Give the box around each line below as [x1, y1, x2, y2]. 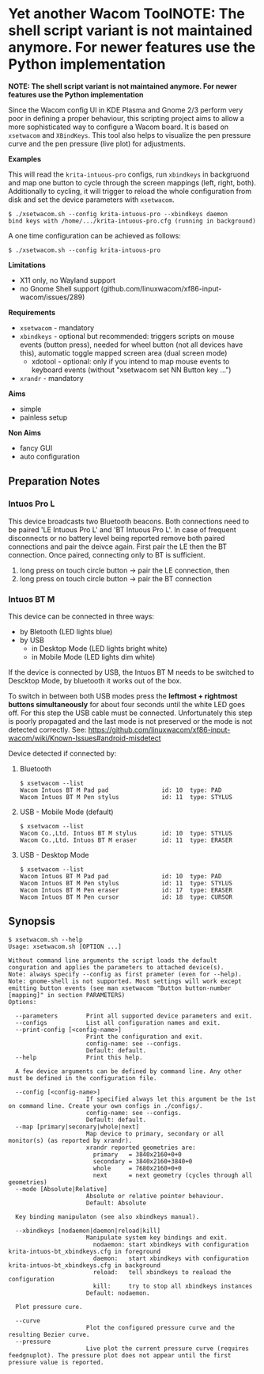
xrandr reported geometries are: [85, 1144, 196, 1151]
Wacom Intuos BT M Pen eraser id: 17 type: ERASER [19, 886, 233, 894]
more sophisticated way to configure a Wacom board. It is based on [8, 122, 229, 131]
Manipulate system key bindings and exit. [85, 1233, 228, 1242]
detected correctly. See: [8, 725, 87, 734]
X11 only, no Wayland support [19, 275, 116, 285]
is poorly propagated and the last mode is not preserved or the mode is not [8, 716, 253, 725]
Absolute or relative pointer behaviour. [85, 1192, 224, 1200]
